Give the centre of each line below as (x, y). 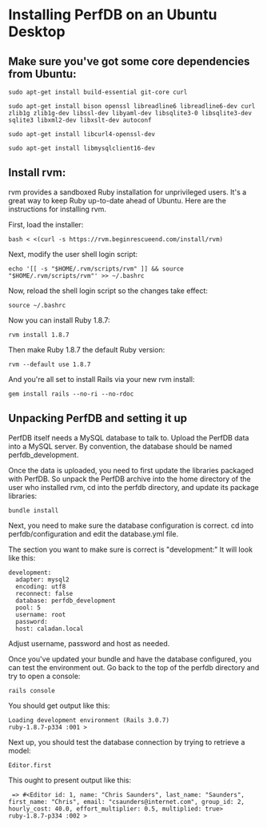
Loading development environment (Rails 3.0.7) (89, 720)
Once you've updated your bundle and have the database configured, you (130, 659)
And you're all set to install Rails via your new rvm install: (102, 379)
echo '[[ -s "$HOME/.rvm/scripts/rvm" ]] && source (96, 269)
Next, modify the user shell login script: (73, 254)
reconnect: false (44, 593)
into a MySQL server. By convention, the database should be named (120, 446)
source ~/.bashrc (37, 305)
